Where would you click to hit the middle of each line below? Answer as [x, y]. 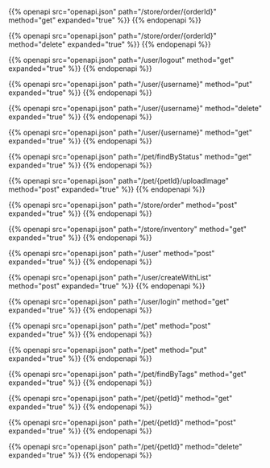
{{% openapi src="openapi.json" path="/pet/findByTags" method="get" [128, 374]
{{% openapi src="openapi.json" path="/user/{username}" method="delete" [135, 108]
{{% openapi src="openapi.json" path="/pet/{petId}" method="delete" [125, 447]
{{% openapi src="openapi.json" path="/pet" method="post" [110, 326]
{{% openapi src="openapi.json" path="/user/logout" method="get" [121, 60]
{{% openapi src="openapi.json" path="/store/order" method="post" [123, 205]
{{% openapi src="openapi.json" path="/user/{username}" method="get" [130, 133]
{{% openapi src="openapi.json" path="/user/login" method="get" [119, 302]
